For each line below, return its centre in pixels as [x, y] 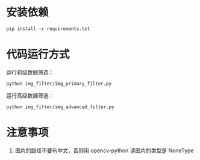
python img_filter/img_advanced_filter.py [60, 107]
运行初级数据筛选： [30, 72]
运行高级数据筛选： [30, 95]
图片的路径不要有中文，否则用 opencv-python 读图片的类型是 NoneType [104, 150]
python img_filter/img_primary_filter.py [59, 84]
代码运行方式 [38, 54]
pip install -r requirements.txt [48, 29]
